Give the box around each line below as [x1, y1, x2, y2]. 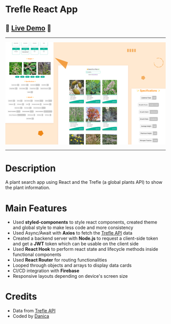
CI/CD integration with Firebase [12, 268, 80, 274]
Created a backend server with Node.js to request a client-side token [12, 235, 159, 242]
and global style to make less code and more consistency [12, 224, 133, 231]
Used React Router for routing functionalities [12, 257, 107, 263]
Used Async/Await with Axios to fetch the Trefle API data [12, 230, 133, 236]
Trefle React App [5, 4, 78, 15]
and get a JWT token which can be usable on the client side [12, 241, 139, 247]
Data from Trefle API [12, 308, 56, 314]
